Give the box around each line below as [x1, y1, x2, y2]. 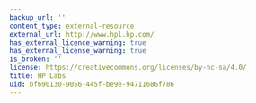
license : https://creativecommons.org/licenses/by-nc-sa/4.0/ [9, 64, 247, 73]
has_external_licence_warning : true [9, 38, 146, 47]
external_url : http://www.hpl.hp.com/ [9, 30, 154, 39]
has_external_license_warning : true [9, 47, 146, 56]
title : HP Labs [9, 72, 66, 81]
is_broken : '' [9, 55, 63, 64]
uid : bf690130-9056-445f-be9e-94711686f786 [9, 80, 175, 89]
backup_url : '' [9, 13, 66, 22]
